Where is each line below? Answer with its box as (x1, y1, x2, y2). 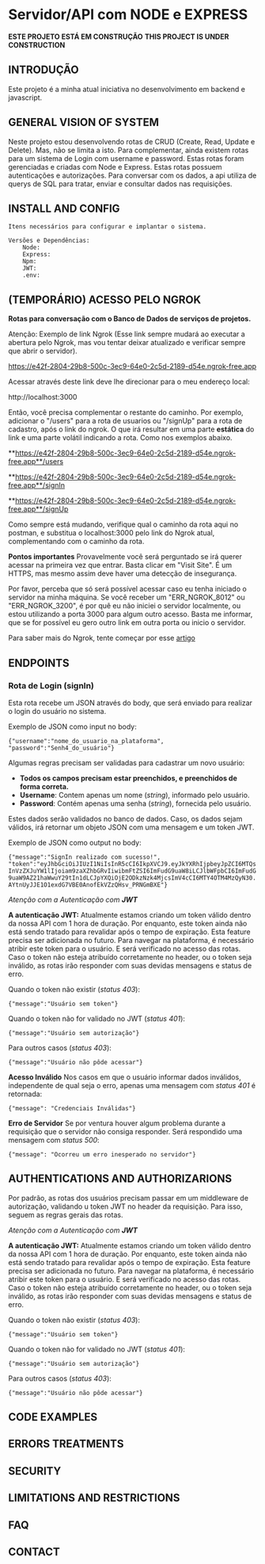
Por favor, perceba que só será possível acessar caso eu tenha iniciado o (8, 585, 247, 594)
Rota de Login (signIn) (8, 680, 95, 691)
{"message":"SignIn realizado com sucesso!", (8, 853, 161, 861)
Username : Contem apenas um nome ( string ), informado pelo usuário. (19, 790, 250, 799)
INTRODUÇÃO (8, 63, 79, 77)
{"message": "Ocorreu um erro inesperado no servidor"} (8, 1150, 196, 1159)
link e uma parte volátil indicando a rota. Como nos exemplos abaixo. (8, 433, 233, 443)
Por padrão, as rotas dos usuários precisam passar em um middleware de (8, 1193, 249, 1202)
